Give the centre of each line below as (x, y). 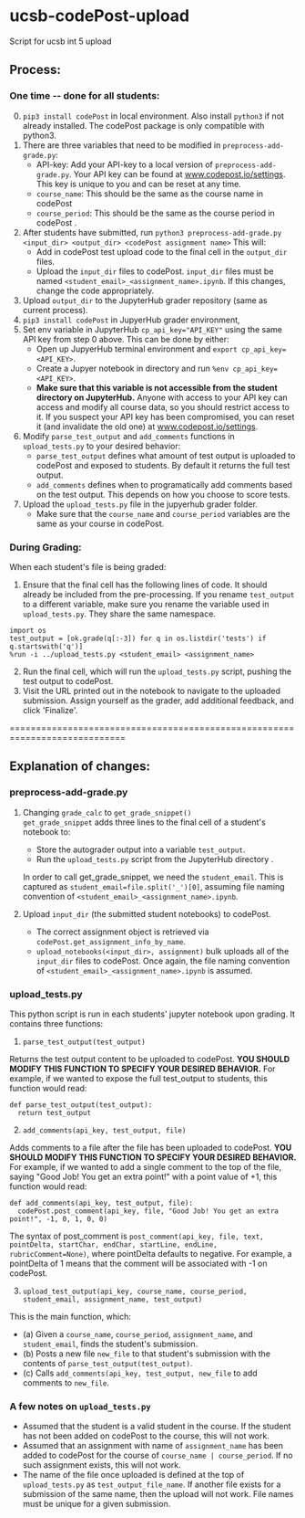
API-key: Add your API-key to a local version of (125, 164)
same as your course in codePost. (100, 523)
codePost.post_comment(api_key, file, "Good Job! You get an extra (148, 1211)
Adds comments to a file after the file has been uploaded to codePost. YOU (151, 1147)
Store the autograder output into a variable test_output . (141, 849)
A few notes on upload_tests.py (81, 1406)
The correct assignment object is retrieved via (122, 932)
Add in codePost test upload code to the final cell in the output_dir (162, 251)
